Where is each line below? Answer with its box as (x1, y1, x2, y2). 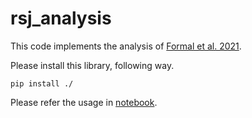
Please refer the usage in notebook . (10, 96, 158, 108)
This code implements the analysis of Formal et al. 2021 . (10, 40, 242, 52)
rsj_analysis (10, 7, 112, 30)
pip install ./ (10, 78, 74, 89)
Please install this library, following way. (10, 59, 175, 71)
